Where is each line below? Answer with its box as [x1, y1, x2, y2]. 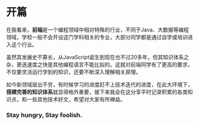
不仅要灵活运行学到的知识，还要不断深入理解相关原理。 [6, 68, 141, 75]
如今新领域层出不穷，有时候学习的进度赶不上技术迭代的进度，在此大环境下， [6, 81, 193, 88]
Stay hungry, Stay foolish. [6, 111, 83, 119]
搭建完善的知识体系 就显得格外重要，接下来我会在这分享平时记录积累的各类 [6, 88, 188, 95]
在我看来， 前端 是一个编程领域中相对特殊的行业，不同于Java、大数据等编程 [6, 26, 190, 33]
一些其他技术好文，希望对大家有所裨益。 [26, 95, 126, 102]
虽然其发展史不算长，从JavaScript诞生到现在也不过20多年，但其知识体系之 [6, 53, 190, 60]
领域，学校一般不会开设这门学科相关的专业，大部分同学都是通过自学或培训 [6, 33, 188, 40]
